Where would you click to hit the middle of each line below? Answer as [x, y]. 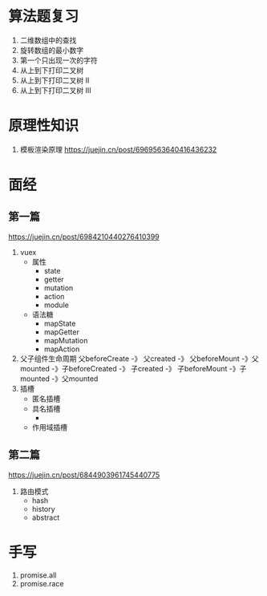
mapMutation [66, 340]
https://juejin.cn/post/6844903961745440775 [84, 475]
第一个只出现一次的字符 [59, 60]
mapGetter [62, 332]
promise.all [38, 575]
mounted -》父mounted [59, 379]
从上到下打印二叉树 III [56, 90]
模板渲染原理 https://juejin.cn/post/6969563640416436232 [118, 149]
